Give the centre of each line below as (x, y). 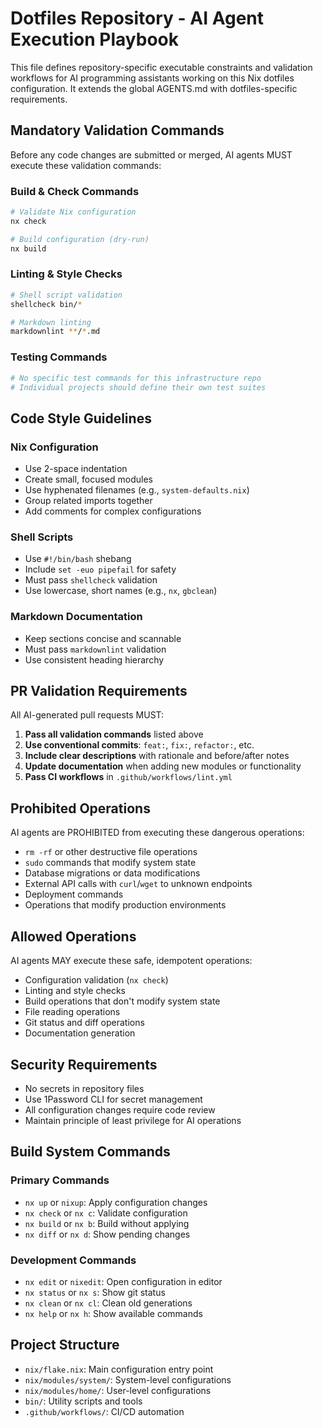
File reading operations (72, 1012)
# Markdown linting (51, 322)
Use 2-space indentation (76, 469)
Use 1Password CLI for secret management (113, 1099)
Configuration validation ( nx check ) (96, 980)
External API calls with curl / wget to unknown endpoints (138, 884)
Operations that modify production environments (125, 905)
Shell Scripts (42, 537)
